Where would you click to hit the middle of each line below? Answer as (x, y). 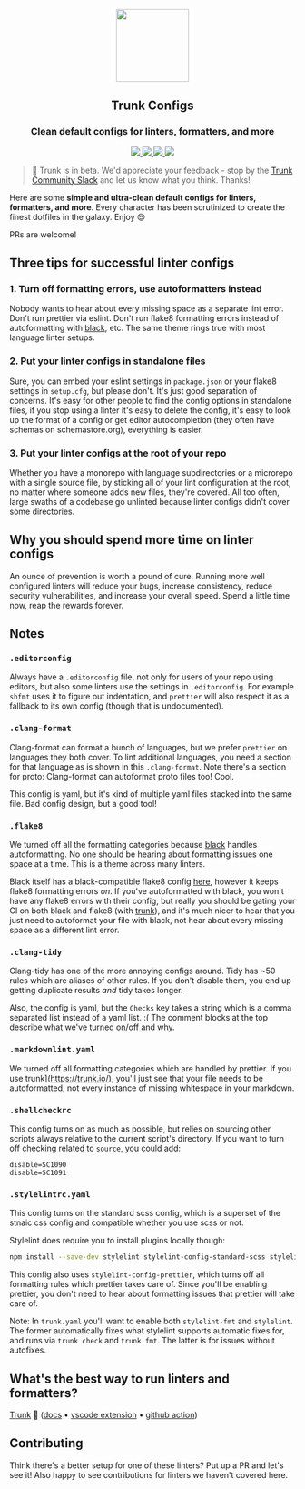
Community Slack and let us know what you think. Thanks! (141, 180)
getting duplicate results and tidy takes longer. (96, 991)
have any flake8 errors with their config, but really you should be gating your (152, 901)
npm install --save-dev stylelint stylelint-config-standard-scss (138, 1257)
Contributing (46, 1443)
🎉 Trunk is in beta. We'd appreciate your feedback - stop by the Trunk (162, 170)
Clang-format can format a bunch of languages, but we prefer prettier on (148, 747)
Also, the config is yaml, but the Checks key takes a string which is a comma (151, 1008)
